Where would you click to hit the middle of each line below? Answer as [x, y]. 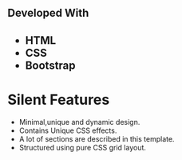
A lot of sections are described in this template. [97, 138]
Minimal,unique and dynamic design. [79, 122]
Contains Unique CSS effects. [68, 130]
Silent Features [59, 100]
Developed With [48, 13]
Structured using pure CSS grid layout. [83, 147]
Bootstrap [51, 65]
